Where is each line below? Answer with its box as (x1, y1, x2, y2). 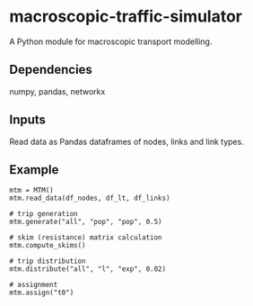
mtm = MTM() (9, 186, 54, 195)
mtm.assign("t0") (9, 288, 74, 298)
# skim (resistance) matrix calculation (9, 233, 163, 242)
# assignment (9, 281, 58, 290)
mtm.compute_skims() (9, 241, 87, 250)
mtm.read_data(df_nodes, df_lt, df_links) (9, 193, 170, 203)
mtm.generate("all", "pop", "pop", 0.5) (9, 218, 163, 227)
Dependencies (9, 62, 92, 77)
